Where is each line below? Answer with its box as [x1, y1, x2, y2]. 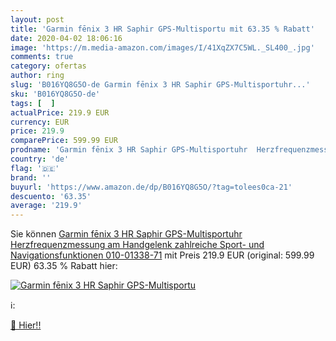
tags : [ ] [10, 98, 56, 108]
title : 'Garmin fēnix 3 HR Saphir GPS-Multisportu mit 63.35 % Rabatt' [10, 24, 315, 34]
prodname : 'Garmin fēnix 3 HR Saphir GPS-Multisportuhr [10, 145, 248, 155]
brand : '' [10, 172, 52, 183]
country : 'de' [10, 154, 70, 164]
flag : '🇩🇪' [10, 163, 60, 173]
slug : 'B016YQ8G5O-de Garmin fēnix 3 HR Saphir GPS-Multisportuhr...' [10, 80, 311, 90]
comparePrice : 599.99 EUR [10, 136, 118, 146]
